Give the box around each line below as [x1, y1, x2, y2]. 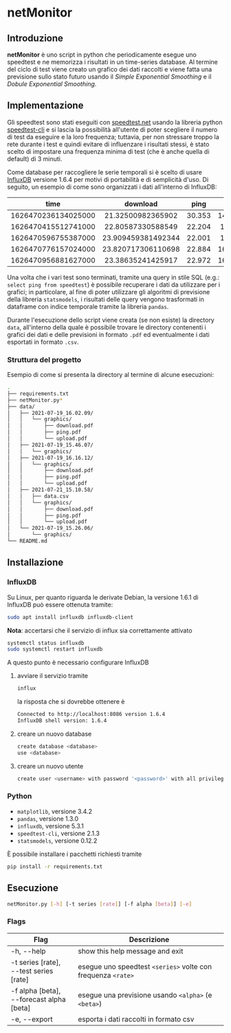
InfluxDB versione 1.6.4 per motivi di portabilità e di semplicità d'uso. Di [7, 175, 209, 183]
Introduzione [7, 32, 64, 44]
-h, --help [10, 946, 46, 956]
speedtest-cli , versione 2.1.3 [16, 829, 100, 837]
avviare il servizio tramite [16, 672, 89, 680]
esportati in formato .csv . [7, 338, 79, 346]
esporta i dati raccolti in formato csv [78, 1014, 195, 1024]
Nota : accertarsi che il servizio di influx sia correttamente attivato [7, 626, 192, 635]
